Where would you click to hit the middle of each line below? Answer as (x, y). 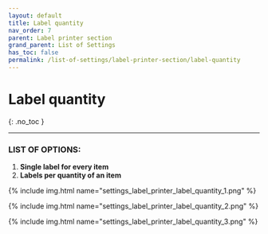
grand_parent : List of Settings (62, 45)
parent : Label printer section (60, 38)
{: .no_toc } (26, 121)
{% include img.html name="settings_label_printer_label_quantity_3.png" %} (133, 222)
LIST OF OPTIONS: (45, 150)
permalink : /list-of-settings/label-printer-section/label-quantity (124, 60)
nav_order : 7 (30, 30)
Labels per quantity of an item (71, 175)
